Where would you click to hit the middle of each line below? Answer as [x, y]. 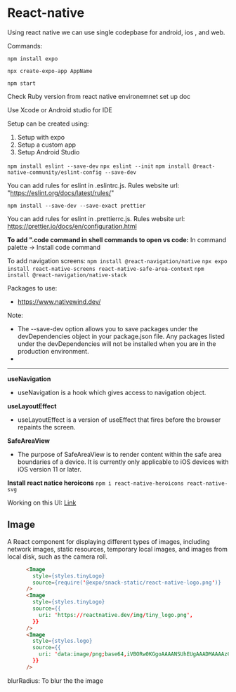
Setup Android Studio [48, 152]
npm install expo [33, 59]
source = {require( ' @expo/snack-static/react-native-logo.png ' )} [127, 583]
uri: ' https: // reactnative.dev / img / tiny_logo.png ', [116, 615]
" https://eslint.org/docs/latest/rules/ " [61, 193]
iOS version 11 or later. [50, 469]
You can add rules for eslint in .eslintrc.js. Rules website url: [93, 185]
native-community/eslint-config [54, 172]
